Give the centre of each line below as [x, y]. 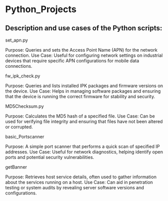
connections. [19, 66]
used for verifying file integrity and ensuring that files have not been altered [84, 122]
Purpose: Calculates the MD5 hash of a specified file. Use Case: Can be [80, 116]
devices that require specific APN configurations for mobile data [72, 61]
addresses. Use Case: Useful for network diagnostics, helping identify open [84, 152]
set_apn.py [17, 40]
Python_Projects [41, 9]
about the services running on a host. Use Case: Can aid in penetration [79, 182]
